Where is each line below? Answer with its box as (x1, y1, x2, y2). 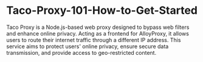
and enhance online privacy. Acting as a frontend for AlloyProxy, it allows (6, 29, 190, 37)
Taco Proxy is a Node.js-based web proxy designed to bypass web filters (6, 23, 190, 31)
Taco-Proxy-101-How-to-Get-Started (6, 4, 198, 17)
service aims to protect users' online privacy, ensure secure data (6, 43, 169, 50)
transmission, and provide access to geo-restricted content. (6, 49, 157, 56)
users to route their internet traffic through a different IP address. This (6, 36, 181, 43)
